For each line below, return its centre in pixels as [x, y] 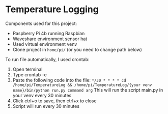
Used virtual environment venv [45, 44]
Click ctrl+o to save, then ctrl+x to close [54, 101]
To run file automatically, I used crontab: [48, 59]
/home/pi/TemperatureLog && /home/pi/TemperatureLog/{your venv [82, 85]
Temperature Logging [52, 9]
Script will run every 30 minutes [46, 106]
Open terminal [27, 69]
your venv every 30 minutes [42, 95]
